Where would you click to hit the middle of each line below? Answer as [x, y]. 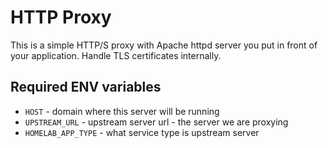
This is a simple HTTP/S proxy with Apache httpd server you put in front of [164, 45]
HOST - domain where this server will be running [122, 111]
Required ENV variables [86, 87]
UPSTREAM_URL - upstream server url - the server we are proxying [156, 122]
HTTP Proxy [61, 17]
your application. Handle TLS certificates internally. [116, 55]
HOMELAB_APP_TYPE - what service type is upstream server [142, 132]
